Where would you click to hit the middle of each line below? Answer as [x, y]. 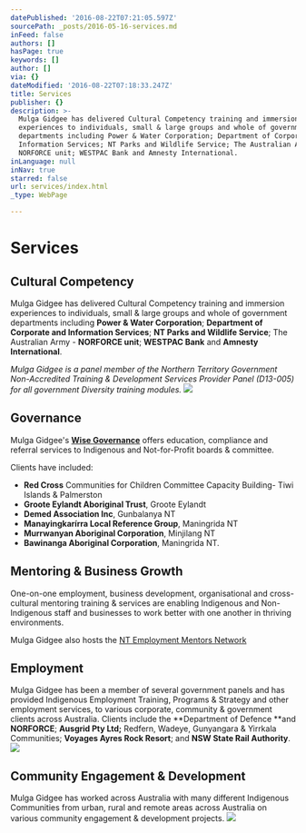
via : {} [25, 77]
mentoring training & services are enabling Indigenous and [150, 603]
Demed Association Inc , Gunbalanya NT [99, 513]
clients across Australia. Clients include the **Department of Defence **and [153, 719]
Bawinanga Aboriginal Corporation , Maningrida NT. [122, 542]
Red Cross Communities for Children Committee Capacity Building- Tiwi [158, 485]
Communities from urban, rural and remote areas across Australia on [138, 808]
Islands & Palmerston [63, 494]
